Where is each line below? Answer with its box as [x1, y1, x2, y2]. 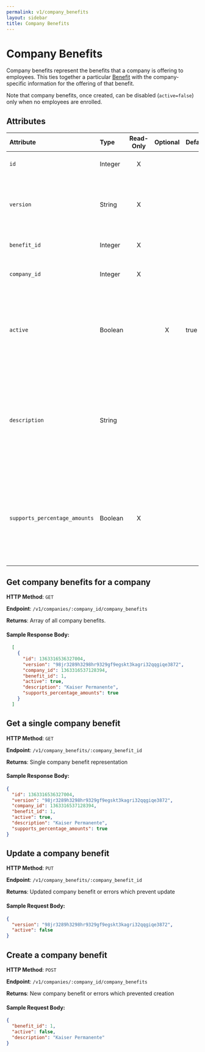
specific [6, 80, 27, 88]
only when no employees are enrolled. [6, 99, 103, 106]
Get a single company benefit [6, 718, 121, 729]
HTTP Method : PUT [6, 864, 54, 872]
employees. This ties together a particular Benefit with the [6, 73, 153, 81]
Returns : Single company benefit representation [6, 758, 128, 766]
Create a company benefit [6, 950, 108, 960]
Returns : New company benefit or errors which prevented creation [6, 990, 174, 997]
